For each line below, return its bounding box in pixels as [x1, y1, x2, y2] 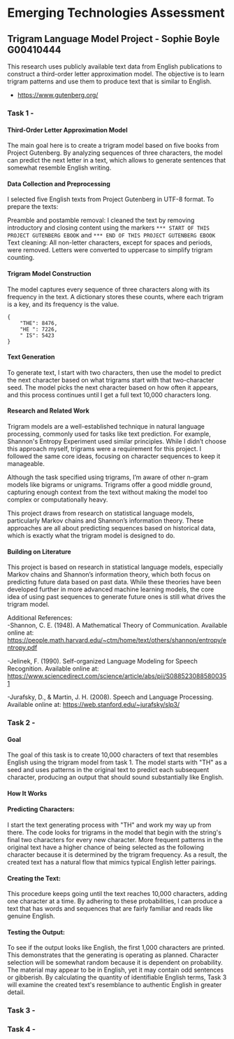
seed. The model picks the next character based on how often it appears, [7, 383, 219, 392]
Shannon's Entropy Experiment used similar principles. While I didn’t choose [7, 436, 227, 446]
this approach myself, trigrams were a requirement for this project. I [7, 444, 202, 453]
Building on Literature [7, 547, 71, 556]
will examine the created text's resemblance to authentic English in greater [7, 981, 222, 989]
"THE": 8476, [20, 319, 58, 326]
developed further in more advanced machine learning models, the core [7, 585, 214, 593]
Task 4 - [7, 1024, 36, 1034]
